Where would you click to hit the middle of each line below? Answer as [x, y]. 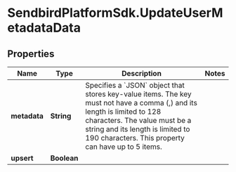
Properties [31, 54]
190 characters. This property [135, 138]
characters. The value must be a [138, 120]
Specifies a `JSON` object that [135, 85]
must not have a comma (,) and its [142, 103]
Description [142, 73]
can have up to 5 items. [124, 147]
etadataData [44, 28]
